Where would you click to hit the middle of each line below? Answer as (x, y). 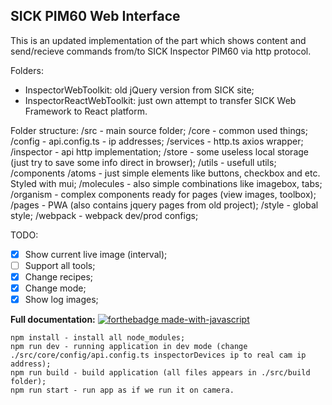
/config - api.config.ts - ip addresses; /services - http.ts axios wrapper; (157, 141)
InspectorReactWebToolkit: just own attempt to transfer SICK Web (160, 100)
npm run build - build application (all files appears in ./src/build (160, 373)
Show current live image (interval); (96, 254)
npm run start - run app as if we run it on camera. (122, 390)
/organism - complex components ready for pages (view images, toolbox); (163, 194)
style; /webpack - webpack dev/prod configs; (104, 215)
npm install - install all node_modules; (98, 338)
